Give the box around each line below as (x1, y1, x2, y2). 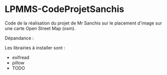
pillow (12, 59, 25, 65)
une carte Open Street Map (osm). (5, 25, 76, 31)
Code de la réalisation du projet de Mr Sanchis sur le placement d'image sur (5, 20, 162, 26)
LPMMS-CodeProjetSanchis (5, 3, 124, 15)
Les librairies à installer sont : (5, 44, 65, 50)
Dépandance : (5, 35, 34, 41)
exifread (12, 54, 30, 60)
